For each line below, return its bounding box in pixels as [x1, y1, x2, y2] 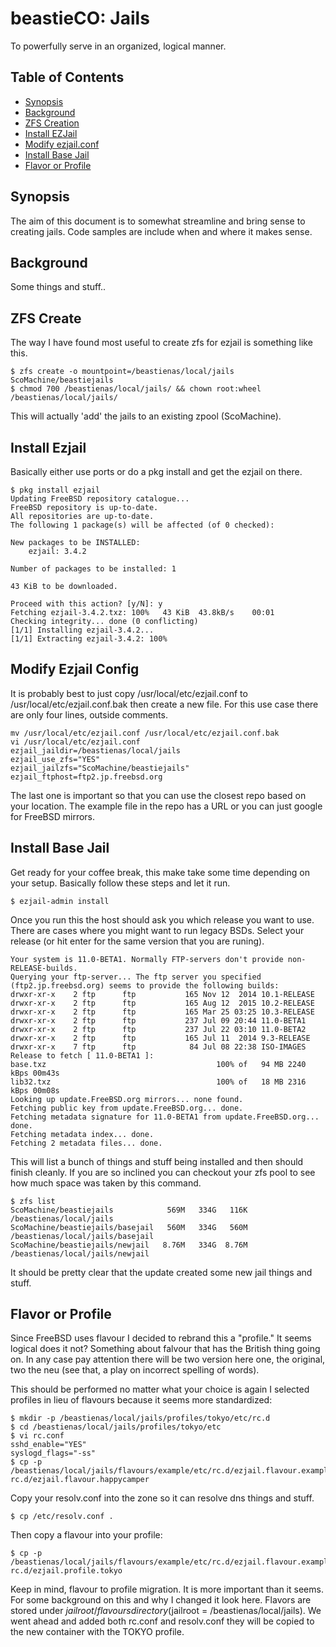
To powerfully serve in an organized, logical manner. [10, 40, 227, 52]
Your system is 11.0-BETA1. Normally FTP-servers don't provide [10, 954, 284, 964]
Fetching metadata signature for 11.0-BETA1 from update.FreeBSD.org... [10, 1112, 320, 1122]
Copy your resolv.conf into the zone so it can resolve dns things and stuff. [10, 1492, 315, 1504]
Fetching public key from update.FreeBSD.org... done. [10, 1103, 244, 1113]
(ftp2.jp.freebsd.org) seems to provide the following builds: [10, 980, 280, 991]
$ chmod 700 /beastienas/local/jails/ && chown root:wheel [10, 384, 262, 394]
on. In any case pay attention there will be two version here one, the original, [10, 1353, 326, 1366]
